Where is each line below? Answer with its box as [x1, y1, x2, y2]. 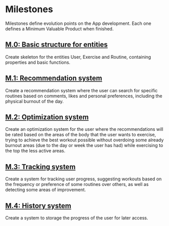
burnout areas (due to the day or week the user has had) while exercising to [5, 142, 163, 148]
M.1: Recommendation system [5, 74, 102, 83]
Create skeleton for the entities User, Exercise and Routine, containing [5, 54, 151, 60]
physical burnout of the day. [5, 98, 64, 104]
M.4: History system [5, 201, 72, 210]
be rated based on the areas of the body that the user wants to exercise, [5, 132, 156, 138]
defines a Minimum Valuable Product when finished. [5, 25, 114, 31]
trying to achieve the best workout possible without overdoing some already [5, 137, 164, 143]
